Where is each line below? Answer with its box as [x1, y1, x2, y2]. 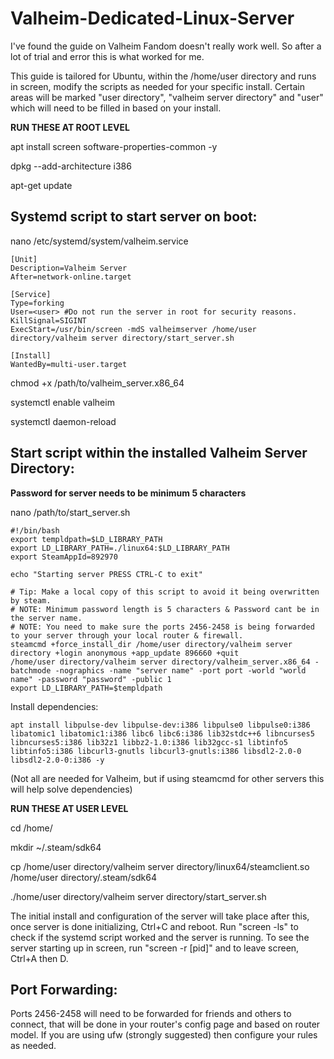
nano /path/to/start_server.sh [10, 506, 131, 518]
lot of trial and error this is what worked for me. [10, 50, 205, 62]
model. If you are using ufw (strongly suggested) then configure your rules [10, 1029, 318, 1041]
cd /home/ [10, 822, 53, 834]
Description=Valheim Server [10, 263, 128, 273]
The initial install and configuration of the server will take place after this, [10, 910, 310, 922]
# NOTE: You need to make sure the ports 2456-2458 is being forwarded [10, 622, 315, 632]
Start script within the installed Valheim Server [10, 445, 308, 462]
